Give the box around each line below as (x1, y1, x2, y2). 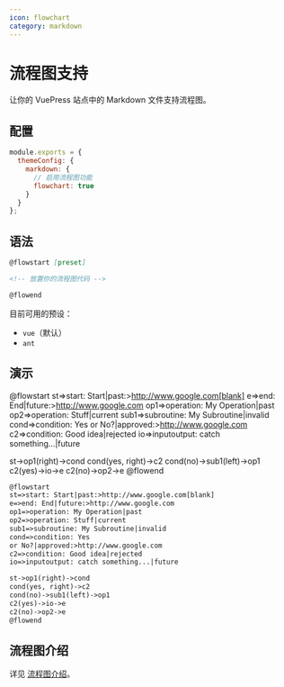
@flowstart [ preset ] (9, 258, 87, 267)
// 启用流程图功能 (32, 173, 93, 182)
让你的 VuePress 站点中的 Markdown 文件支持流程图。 (9, 95, 211, 105)
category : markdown (9, 22, 83, 31)
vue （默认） (22, 327, 67, 338)
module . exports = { (9, 148, 83, 158)
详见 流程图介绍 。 (9, 668, 75, 680)
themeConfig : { (17, 157, 75, 166)
